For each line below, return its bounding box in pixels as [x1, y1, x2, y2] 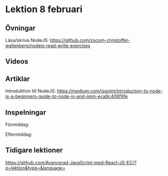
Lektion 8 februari [5, 4, 82, 15]
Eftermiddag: [5, 131, 33, 137]
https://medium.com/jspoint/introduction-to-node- [57, 88, 163, 94]
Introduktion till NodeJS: [5, 88, 56, 94]
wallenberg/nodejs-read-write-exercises [5, 43, 91, 49]
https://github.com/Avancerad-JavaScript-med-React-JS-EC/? [5, 159, 137, 165]
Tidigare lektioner [5, 146, 63, 155]
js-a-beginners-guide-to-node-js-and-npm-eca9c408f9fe [5, 93, 128, 99]
